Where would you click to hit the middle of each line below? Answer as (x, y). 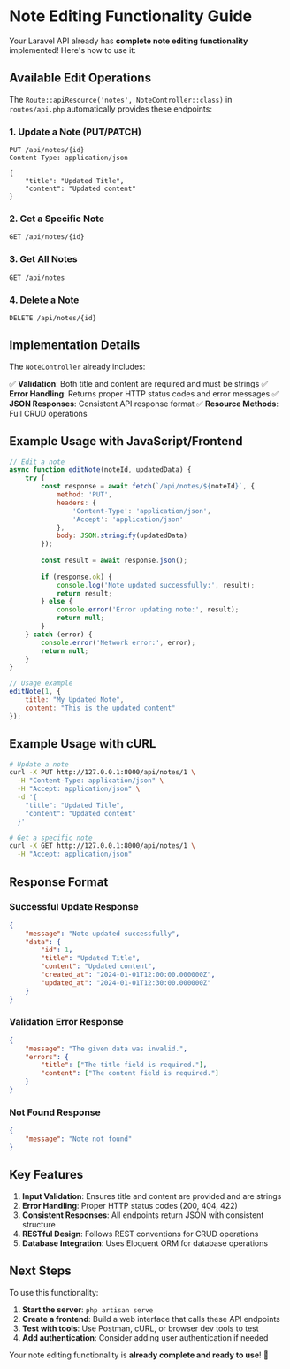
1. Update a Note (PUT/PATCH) (75, 132)
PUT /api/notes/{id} (47, 150)
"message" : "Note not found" (79, 1139)
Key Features (46, 1175)
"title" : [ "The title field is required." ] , (124, 1065)
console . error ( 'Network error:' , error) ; (118, 642)
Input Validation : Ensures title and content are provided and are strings (152, 1196)
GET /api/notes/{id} (47, 237)
